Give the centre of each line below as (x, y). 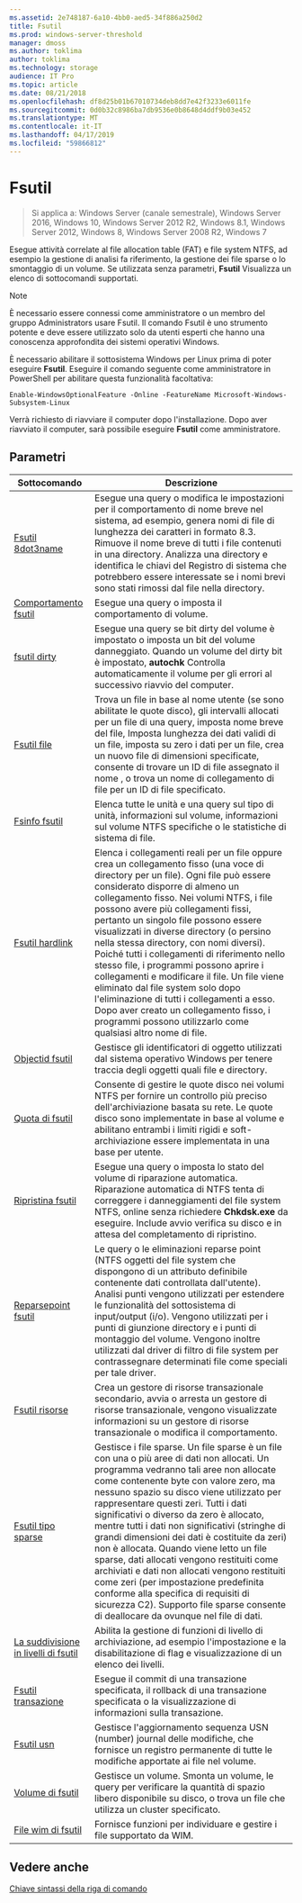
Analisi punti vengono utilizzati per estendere (189, 1293)
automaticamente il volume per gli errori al (183, 674)
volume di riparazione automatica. (166, 1178)
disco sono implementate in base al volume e (189, 1118)
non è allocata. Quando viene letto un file (181, 1548)
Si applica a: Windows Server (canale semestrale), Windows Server (156, 213)
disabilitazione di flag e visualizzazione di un (188, 1653)
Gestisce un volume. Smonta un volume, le (184, 1775)
